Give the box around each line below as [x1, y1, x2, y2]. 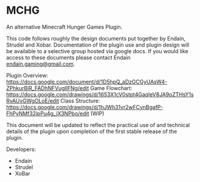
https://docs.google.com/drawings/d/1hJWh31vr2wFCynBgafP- [6, 103, 163, 110]
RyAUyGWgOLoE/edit [6, 97, 59, 104]
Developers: [6, 146, 36, 153]
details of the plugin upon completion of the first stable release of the [6, 128, 178, 135]
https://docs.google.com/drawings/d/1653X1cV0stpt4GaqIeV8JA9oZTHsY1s [6, 91, 194, 98]
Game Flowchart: [90, 84, 133, 91]
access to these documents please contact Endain [6, 54, 131, 61]
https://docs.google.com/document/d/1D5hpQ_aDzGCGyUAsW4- [6, 78, 168, 85]
